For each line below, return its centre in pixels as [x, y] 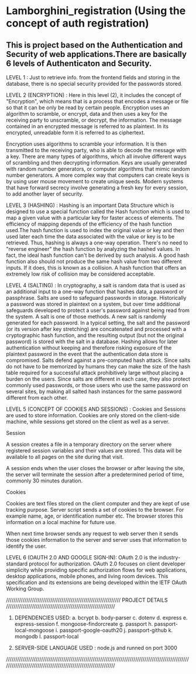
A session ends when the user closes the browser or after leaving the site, [95, 468]
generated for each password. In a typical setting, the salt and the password [98, 323]
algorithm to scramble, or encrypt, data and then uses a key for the [87, 114]
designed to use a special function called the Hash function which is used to [98, 212]
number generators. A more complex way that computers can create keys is [98, 175]
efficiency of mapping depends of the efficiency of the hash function [89, 224]
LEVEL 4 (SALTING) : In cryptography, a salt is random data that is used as [96, 285]
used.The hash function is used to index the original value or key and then [95, 230]
